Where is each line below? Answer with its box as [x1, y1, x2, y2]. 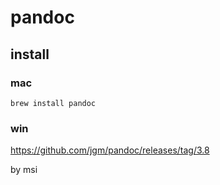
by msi [10, 164, 38, 176]
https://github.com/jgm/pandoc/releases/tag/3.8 [10, 144, 210, 156]
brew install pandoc [10, 98, 97, 108]
